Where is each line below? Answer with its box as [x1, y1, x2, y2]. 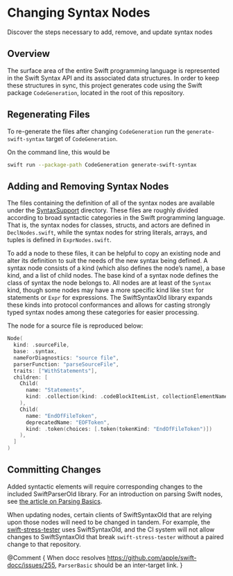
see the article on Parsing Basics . [7, 497, 103, 505]
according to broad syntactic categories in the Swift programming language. [7, 214, 225, 222]
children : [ [13, 373, 49, 381]
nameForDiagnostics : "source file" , [13, 354, 119, 362]
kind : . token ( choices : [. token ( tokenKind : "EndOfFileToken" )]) [25, 425, 213, 432]
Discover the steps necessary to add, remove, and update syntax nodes [7, 28, 213, 36]
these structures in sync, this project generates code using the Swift [7, 81, 202, 90]
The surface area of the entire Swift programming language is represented [7, 66, 220, 74]
